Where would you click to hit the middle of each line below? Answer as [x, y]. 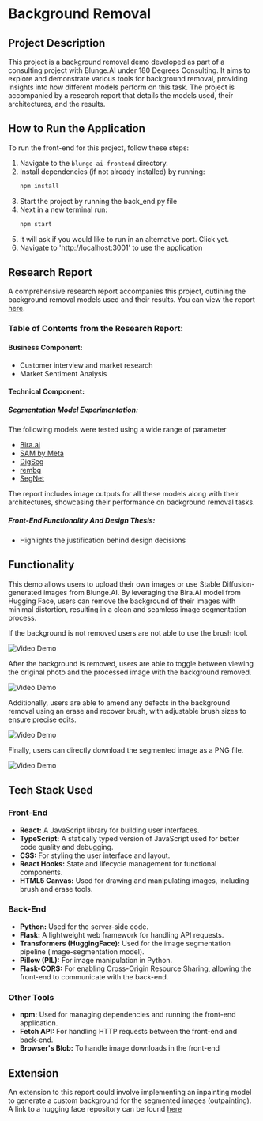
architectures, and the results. [57, 104]
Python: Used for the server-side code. [84, 927]
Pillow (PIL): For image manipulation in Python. [96, 960]
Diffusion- [239, 584]
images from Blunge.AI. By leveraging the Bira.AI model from [142, 592]
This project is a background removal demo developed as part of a [116, 62]
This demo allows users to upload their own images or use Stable [115, 584]
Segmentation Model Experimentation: [73, 410]
